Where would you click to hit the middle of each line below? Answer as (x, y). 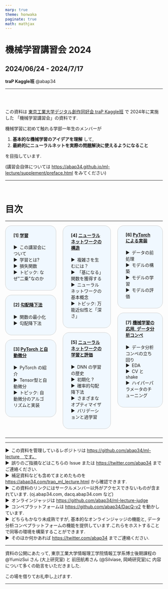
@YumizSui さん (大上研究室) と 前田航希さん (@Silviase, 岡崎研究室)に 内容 (83, 559)
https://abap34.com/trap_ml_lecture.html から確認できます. (66, 481)
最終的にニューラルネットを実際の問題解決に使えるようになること (80, 145)
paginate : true (21, 19)
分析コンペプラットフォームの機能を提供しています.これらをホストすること (82, 525)
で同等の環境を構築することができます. (45, 531)
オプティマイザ (86, 404)
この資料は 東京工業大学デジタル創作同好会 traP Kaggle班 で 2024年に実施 (82, 112)
